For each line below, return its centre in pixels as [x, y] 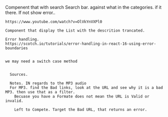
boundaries [17, 48]
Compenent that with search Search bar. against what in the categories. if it [83, 7]
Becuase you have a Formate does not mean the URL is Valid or [82, 96]
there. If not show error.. [30, 13]
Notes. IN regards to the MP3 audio [48, 83]
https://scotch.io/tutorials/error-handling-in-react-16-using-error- [81, 44]
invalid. [14, 101]
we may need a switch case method [41, 61]
